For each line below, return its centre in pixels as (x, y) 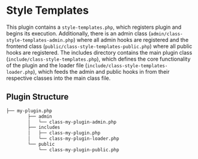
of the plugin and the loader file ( (47, 65)
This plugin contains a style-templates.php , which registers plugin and (94, 27)
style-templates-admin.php (40, 40)
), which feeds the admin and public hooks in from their (101, 71)
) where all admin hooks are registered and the (131, 40)
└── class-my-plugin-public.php (79, 150)
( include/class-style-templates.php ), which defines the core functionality (98, 59)
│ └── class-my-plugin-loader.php (73, 139)
